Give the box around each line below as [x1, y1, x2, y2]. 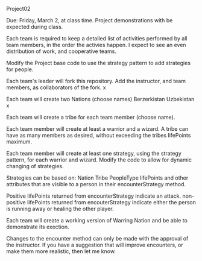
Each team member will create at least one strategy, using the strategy [6, 150, 182, 157]
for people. [6, 66, 34, 73]
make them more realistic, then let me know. [6, 248, 116, 255]
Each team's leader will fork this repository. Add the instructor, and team [6, 78, 186, 84]
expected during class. [6, 24, 63, 30]
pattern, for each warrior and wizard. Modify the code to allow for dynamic [6, 156, 192, 163]
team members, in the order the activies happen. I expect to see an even [6, 42, 186, 48]
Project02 [6, 5, 31, 12]
